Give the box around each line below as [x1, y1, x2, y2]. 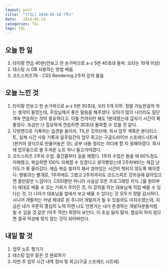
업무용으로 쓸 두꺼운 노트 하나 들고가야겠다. [17, 146, 102, 153]
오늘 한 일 [5, 46, 33, 54]
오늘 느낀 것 [5, 89, 39, 97]
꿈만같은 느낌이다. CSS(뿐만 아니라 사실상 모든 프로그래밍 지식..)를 [17, 178, 147, 184]
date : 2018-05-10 [5, 17, 46, 22]
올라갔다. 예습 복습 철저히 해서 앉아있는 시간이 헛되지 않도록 [31, 165, 147, 171]
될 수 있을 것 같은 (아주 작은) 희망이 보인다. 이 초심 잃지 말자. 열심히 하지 [12, 209, 152, 215]
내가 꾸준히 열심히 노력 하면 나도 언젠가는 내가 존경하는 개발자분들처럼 [21, 203, 158, 209]
